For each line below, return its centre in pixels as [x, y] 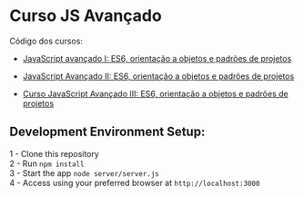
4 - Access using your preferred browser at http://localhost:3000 [135, 182]
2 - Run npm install [47, 163]
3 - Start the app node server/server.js [84, 172]
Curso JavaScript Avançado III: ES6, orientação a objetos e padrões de [155, 94]
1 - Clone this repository [55, 153]
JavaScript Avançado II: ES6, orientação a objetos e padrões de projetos [158, 76]
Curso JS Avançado [86, 16]
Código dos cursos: [46, 41]
